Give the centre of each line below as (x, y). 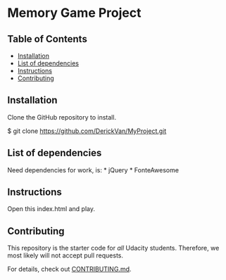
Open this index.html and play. (51, 209)
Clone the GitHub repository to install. (62, 117)
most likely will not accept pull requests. (65, 255)
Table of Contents (48, 39)
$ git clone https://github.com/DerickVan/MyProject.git (87, 131)
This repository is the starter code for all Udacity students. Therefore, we (113, 248)
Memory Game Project (74, 13)
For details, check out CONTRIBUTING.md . (69, 269)
